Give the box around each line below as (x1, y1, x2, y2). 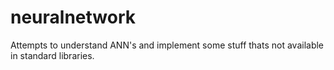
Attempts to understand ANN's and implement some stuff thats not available (10, 39, 325, 51)
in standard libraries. (10, 49, 95, 61)
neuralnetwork (10, 6, 137, 29)
